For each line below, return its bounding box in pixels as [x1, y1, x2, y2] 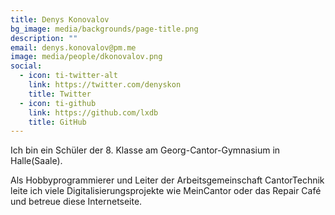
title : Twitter [28, 89, 92, 99]
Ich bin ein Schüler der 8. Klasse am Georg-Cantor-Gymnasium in [10, 144, 281, 156]
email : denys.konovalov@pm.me [10, 42, 137, 53]
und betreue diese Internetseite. [10, 196, 143, 208]
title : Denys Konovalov [10, 14, 110, 25]
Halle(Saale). [10, 155, 63, 167]
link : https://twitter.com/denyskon [28, 80, 182, 90]
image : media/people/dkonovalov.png [10, 52, 163, 62]
